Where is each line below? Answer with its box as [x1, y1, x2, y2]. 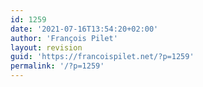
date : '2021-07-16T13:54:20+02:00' [10, 24, 159, 34]
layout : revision [10, 42, 83, 53]
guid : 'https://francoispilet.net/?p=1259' [10, 52, 195, 62]
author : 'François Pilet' [10, 33, 118, 43]
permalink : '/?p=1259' [10, 61, 105, 71]
